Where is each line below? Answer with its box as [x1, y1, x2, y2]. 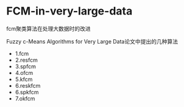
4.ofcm [15, 69, 34, 76]
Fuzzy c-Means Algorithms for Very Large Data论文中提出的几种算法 [6, 37, 179, 45]
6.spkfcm [15, 88, 39, 96]
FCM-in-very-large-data [6, 4, 133, 18]
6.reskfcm [15, 82, 41, 89]
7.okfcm [15, 95, 35, 102]
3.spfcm [15, 62, 37, 70]
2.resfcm [15, 56, 38, 63]
